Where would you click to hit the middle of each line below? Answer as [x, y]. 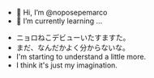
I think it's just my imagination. [66, 65]
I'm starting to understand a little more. [81, 57]
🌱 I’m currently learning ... [59, 21]
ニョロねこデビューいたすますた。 [73, 37]
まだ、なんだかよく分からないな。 [73, 47]
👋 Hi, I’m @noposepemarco [62, 12]
